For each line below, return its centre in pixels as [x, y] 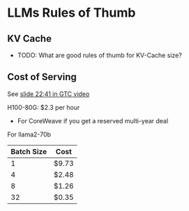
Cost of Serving [42, 77]
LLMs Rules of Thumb [71, 13]
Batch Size [29, 151]
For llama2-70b [29, 134]
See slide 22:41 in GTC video [48, 94]
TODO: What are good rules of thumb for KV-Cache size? [100, 55]
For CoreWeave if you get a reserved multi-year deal [93, 120]
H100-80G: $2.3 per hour [44, 107]
